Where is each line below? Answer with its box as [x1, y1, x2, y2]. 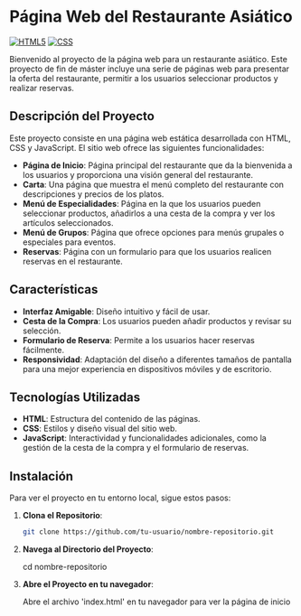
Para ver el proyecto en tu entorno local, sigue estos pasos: [9, 492, 231, 503]
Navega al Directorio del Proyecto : [22, 544, 154, 555]
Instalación [9, 468, 74, 484]
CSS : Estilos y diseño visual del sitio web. [22, 423, 178, 434]
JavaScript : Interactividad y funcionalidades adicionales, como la [22, 433, 267, 443]
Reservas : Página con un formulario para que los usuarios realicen [22, 246, 272, 257]
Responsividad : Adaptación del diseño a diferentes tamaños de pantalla [22, 354, 292, 365]
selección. [22, 325, 61, 336]
